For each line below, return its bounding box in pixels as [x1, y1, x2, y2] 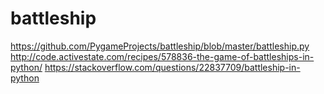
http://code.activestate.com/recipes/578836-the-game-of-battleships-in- [10, 50, 315, 62]
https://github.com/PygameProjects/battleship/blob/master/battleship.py [10, 40, 310, 52]
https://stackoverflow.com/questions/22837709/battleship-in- [44, 61, 301, 73]
